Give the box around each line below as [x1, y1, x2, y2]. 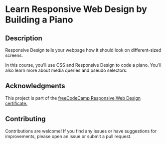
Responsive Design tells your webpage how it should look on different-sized [5, 47, 162, 53]
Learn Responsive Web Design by [5, 3, 147, 15]
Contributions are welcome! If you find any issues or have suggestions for [5, 128, 157, 134]
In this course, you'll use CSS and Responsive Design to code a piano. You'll [5, 62, 162, 68]
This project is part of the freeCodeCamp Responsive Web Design [5, 95, 141, 101]
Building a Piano [5, 14, 73, 25]
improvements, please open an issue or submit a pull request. [5, 133, 132, 139]
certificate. [5, 100, 27, 106]
